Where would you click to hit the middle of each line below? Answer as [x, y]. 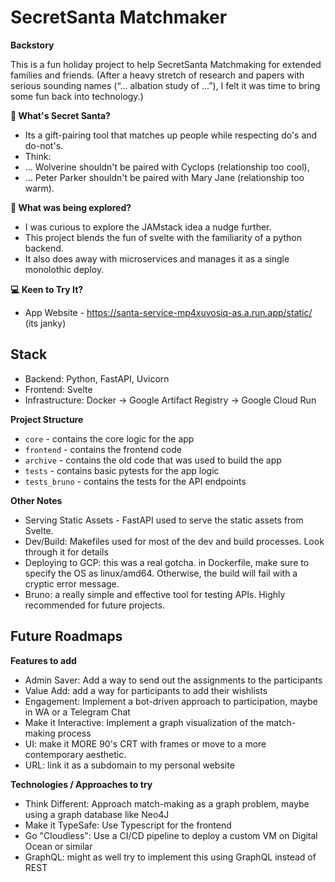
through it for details [66, 552]
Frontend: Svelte [58, 389]
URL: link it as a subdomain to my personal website [129, 765]
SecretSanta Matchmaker [119, 17]
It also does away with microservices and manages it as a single [157, 258]
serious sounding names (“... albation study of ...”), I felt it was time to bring [165, 85]
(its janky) [45, 323]
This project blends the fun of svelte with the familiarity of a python [163, 237]
